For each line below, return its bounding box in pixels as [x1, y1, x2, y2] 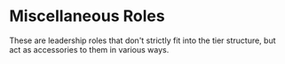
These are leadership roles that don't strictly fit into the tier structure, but [9, 35, 277, 46]
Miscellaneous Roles [9, 6, 166, 26]
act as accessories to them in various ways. [9, 44, 170, 54]
